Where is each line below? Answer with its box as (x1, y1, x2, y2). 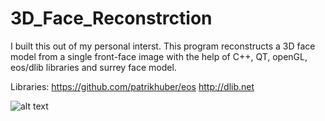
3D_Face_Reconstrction (10, 7, 213, 30)
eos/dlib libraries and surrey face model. (10, 61, 177, 73)
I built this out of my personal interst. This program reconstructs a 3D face (10, 40, 316, 52)
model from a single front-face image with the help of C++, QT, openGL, (10, 50, 308, 62)
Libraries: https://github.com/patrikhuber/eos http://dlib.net (10, 80, 255, 92)
